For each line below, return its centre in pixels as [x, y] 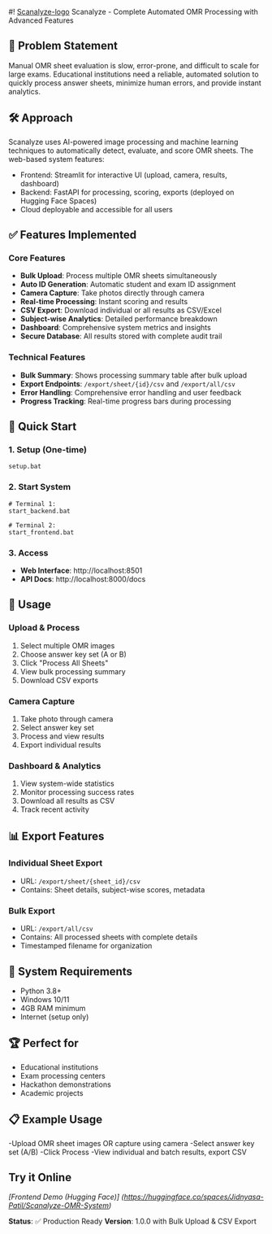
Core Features [37, 258]
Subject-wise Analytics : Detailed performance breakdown [119, 319]
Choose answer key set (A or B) [73, 654]
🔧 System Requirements [70, 971]
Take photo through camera [67, 718]
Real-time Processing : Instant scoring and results [104, 302]
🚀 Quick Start [43, 427]
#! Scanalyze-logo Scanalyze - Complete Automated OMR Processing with [133, 12]
